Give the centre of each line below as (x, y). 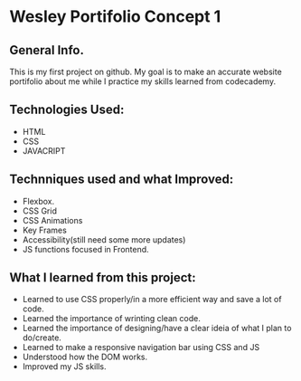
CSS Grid (39, 211)
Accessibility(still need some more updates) (104, 239)
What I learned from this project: (103, 278)
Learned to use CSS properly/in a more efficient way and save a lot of (152, 300)
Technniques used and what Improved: (122, 180)
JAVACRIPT (44, 150)
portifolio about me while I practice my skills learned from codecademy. (143, 81)
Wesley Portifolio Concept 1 (115, 17)
